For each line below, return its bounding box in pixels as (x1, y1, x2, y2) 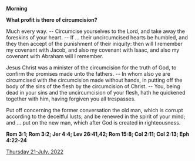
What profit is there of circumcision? (6, 16, 98, 23)
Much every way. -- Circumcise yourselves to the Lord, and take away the (6, 28, 185, 35)
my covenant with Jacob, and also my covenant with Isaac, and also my (6, 46, 180, 53)
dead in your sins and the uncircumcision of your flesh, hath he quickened (6, 89, 186, 96)
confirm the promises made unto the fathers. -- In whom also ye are (6, 71, 170, 77)
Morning (6, 5, 28, 12)
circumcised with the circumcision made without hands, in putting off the (6, 76, 183, 83)
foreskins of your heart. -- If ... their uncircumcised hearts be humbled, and (6, 34, 188, 41)
